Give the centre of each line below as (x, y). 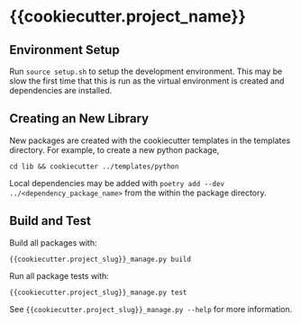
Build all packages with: (53, 242)
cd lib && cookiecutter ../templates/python (94, 166)
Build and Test (50, 221)
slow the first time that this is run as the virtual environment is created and (147, 81)
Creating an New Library (79, 119)
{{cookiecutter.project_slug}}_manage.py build (100, 259)
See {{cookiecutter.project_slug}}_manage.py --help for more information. (151, 309)
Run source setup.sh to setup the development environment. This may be (146, 71)
